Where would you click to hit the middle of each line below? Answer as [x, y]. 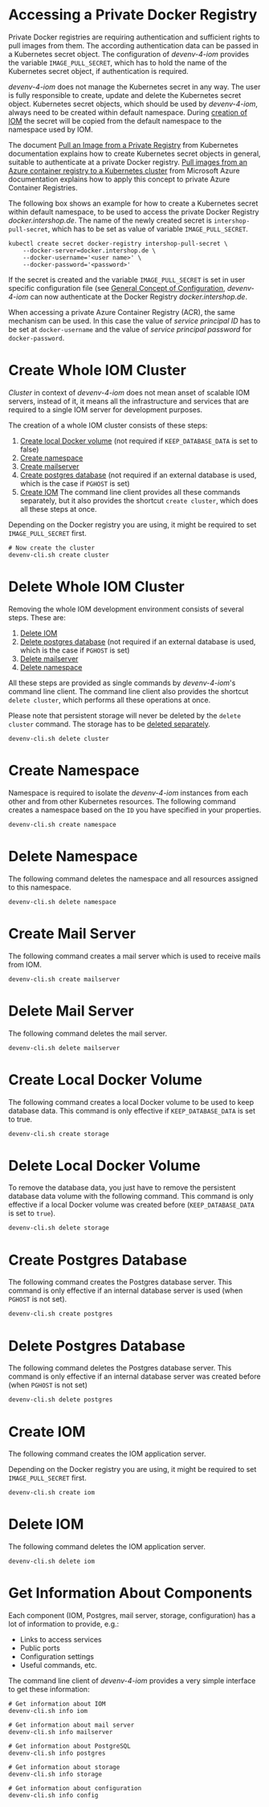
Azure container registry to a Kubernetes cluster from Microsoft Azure [124, 170]
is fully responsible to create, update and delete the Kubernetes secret [125, 95]
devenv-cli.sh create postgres [61, 1314]
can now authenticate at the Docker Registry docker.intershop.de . [139, 296]
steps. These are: [37, 617]
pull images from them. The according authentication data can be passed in [134, 45]
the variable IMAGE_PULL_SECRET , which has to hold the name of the [118, 63]
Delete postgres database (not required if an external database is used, [138, 641]
